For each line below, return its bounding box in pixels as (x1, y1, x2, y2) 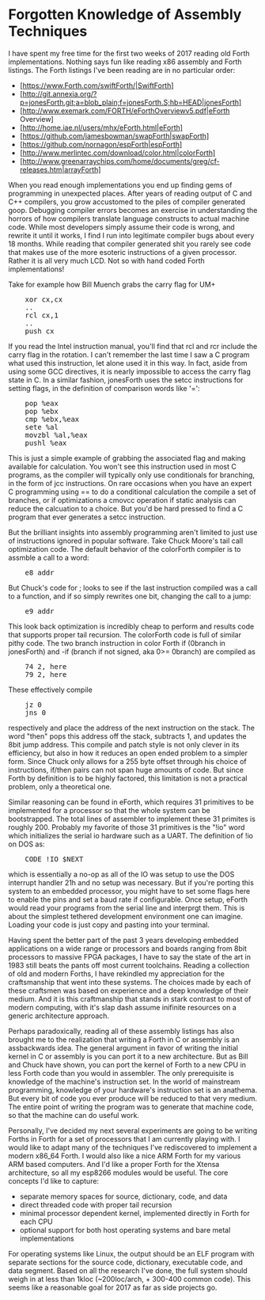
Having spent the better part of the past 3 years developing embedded (8, 935, 239, 945)
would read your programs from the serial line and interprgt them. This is (8, 903, 245, 912)
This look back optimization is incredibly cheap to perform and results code (8, 621, 255, 631)
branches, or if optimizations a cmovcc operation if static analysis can (8, 495, 237, 504)
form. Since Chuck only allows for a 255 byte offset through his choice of (8, 756, 247, 766)
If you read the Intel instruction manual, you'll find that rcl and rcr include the (8, 341, 258, 351)
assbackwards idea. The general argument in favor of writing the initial (8, 1043, 239, 1052)
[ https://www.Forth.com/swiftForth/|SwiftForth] (19, 81, 174, 90)
